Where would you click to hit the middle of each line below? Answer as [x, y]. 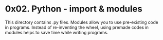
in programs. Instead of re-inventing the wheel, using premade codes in [77, 27]
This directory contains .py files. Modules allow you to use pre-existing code [82, 22]
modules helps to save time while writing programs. [57, 32]
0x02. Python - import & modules [74, 9]
